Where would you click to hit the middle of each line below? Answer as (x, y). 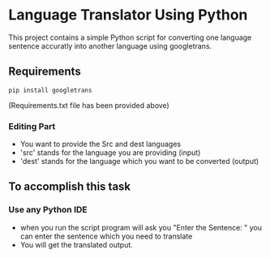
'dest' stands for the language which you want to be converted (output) (139, 161)
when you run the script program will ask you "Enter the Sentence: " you (141, 227)
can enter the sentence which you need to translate (106, 236)
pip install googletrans (50, 90)
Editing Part (32, 126)
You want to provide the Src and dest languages (100, 144)
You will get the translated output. (77, 244)
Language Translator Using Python (128, 15)
